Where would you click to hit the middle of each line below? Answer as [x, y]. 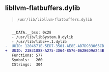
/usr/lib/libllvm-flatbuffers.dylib [54, 19]
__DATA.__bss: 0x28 [31, 32]
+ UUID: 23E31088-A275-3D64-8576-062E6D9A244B [55, 51]
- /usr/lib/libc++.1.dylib [39, 41]
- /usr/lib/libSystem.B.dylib [42, 37]
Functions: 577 [27, 55]
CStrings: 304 [27, 64]
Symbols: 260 [27, 60]
